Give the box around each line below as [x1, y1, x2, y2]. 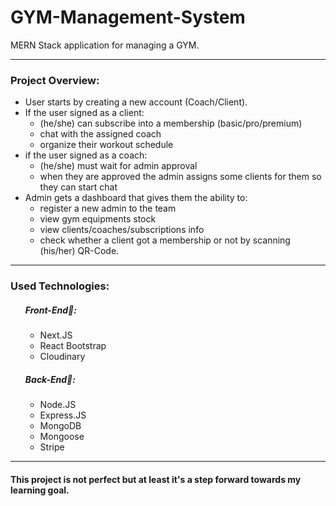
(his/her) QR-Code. [39, 245, 120, 257]
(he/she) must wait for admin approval [39, 160, 198, 172]
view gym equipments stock [39, 213, 157, 225]
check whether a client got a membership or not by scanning [39, 234, 291, 246]
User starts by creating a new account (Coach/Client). [24, 96, 248, 108]
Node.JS [39, 399, 77, 411]
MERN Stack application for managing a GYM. [10, 39, 200, 51]
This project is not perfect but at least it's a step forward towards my [10, 473, 302, 485]
